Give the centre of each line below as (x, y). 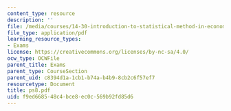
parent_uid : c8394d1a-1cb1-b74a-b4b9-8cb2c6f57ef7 (81, 78)
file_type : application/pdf (47, 33)
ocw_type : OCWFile (33, 59)
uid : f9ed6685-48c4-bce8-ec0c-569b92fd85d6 (70, 97)
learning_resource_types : (44, 39)
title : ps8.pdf (29, 90)
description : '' (30, 20)
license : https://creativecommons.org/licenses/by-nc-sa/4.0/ (98, 52)
